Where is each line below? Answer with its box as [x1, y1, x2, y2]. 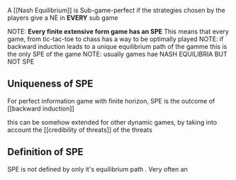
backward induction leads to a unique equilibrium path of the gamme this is [7, 43, 227, 50]
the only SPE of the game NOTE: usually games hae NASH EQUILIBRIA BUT [7, 50, 228, 58]
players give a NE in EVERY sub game [7, 13, 118, 22]
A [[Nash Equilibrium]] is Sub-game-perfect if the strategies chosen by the [7, 6, 225, 14]
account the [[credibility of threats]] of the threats [7, 125, 152, 134]
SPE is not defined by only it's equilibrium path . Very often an [7, 164, 188, 173]
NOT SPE [7, 57, 35, 66]
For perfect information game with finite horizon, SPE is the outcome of [7, 96, 215, 105]
